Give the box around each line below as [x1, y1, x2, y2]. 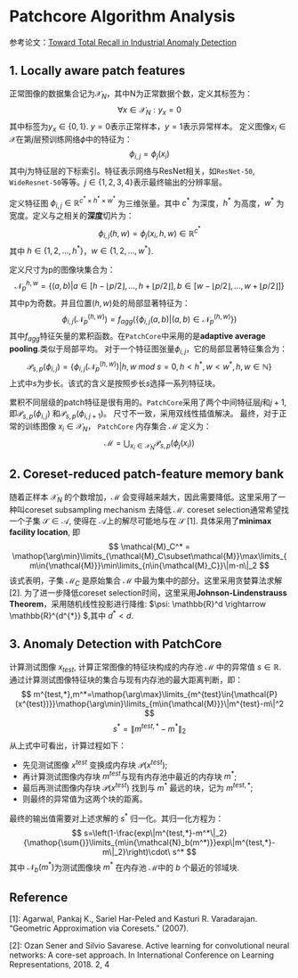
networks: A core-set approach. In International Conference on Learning [9, 949, 274, 960]
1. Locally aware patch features [9, 63, 186, 78]
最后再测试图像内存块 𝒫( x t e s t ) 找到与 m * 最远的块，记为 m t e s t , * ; [21, 781, 254, 793]
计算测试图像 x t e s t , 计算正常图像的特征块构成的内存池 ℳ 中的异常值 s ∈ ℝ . [9, 662, 282, 674]
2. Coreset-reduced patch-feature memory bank [9, 466, 285, 482]
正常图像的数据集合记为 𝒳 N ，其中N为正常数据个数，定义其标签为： [9, 87, 254, 101]
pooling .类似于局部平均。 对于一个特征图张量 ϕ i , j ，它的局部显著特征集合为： [9, 343, 287, 356]
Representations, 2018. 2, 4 [9, 958, 110, 969]
